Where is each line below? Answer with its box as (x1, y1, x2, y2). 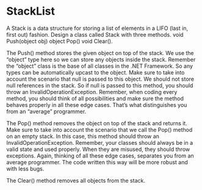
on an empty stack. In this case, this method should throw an (6, 133, 160, 140)
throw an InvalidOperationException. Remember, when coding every (6, 88, 178, 95)
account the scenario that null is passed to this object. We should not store (6, 75, 194, 82)
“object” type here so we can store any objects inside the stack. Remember (6, 56, 196, 63)
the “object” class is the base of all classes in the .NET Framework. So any (6, 62, 193, 70)
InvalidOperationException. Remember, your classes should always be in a (6, 139, 193, 146)
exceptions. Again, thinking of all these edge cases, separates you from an (6, 152, 194, 159)
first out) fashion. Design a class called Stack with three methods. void (6, 31, 184, 38)
